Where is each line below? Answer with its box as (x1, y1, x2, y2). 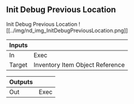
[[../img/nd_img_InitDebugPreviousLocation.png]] (6, 27, 128, 34)
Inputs (9, 41, 28, 49)
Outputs (9, 77, 33, 86)
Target (9, 61, 28, 69)
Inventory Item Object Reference (33, 61, 125, 69)
